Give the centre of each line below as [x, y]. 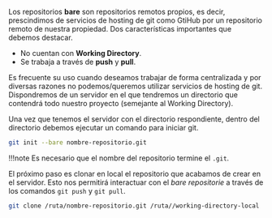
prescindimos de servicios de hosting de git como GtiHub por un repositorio [135, 20]
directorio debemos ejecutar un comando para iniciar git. [104, 128]
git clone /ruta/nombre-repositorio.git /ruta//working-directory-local [134, 206]
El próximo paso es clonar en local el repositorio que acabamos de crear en [135, 173]
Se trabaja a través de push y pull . [78, 62]
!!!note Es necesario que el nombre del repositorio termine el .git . [119, 158]
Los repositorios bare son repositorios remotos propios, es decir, [117, 12]
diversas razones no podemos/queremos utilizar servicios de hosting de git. [135, 86]
